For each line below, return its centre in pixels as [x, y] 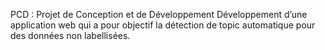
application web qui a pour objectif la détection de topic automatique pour [163, 25]
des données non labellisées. [70, 35]
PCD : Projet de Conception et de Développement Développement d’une [159, 14]
